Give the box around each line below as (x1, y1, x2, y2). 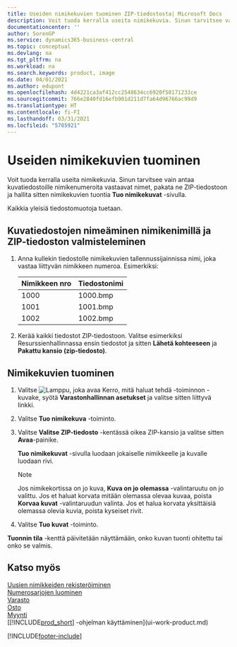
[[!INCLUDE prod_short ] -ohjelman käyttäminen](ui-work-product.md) (7, 618, 209, 627)
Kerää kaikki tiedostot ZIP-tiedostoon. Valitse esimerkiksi (17, 332, 183, 340)
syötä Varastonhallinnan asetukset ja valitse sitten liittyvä (42, 393, 212, 402)
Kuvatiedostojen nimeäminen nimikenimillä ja (7, 224, 212, 236)
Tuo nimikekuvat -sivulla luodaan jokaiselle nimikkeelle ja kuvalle (17, 449, 208, 458)
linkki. (17, 401, 35, 409)
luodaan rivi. (17, 456, 54, 466)
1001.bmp (78, 302, 114, 312)
